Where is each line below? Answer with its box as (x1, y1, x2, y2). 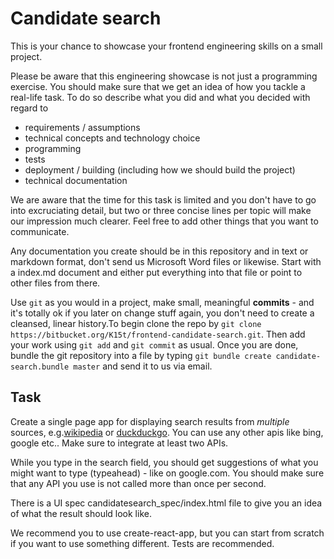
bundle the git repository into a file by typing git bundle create (10, 349, 272, 361)
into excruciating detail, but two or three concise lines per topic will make (10, 204, 312, 216)
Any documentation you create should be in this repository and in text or (10, 245, 309, 257)
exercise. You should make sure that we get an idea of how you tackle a (10, 80, 306, 92)
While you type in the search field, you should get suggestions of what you (10, 456, 319, 468)
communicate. (10, 225, 70, 237)
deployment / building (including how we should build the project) (24, 163, 296, 176)
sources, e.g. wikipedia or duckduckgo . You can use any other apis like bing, (10, 426, 324, 438)
